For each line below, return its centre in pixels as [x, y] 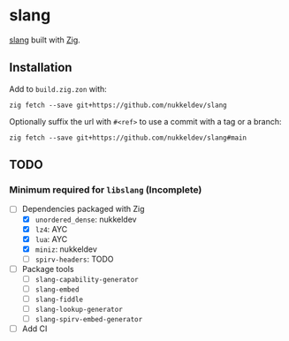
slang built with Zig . [45, 40]
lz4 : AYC [51, 229]
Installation [41, 68]
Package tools [48, 269]
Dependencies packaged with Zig [83, 209]
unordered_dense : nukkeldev [86, 219]
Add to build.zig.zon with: [58, 88]
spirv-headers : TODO [74, 259]
